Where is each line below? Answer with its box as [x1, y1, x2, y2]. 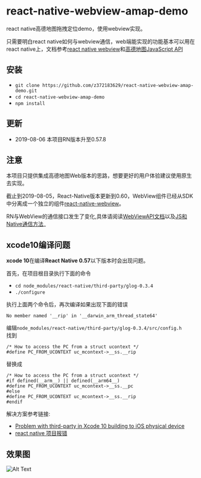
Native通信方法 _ [6, 221, 46, 228]
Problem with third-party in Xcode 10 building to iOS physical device [14, 422, 185, 430]
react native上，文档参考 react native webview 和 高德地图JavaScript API [6, 45, 183, 53]
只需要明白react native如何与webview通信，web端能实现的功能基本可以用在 [6, 37, 195, 45]
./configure [14, 289, 45, 296]
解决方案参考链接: [6, 410, 51, 418]
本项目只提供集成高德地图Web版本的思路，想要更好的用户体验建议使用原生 [6, 172, 192, 179]
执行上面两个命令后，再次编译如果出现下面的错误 [6, 301, 128, 308]
